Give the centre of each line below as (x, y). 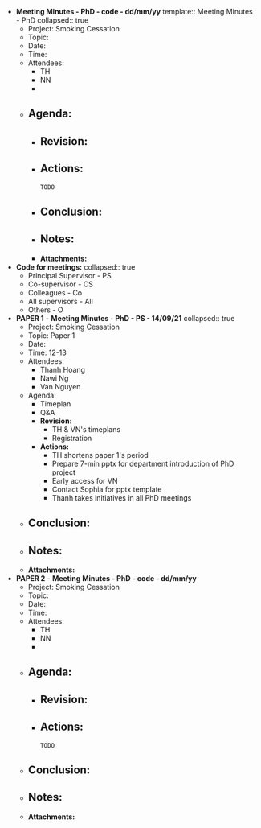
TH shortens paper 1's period (100, 455)
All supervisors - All (61, 301)
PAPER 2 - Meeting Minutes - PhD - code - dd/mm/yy (106, 578)
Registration (72, 438)
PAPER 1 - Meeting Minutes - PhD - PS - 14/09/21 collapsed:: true (125, 318)
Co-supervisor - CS (61, 284)
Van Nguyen (60, 386)
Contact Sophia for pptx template (107, 489)
